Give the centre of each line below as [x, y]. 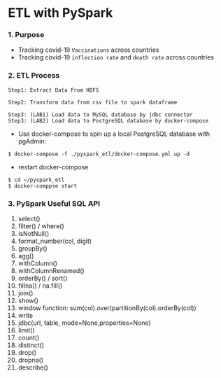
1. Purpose [26, 35]
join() [26, 293]
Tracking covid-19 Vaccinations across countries [88, 50]
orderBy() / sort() [43, 279]
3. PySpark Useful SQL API [54, 203]
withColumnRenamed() [51, 271]
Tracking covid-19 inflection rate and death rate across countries [116, 57]
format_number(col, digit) [55, 241]
